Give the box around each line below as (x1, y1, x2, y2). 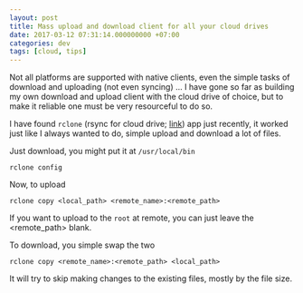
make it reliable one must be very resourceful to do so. (9, 101, 213, 112)
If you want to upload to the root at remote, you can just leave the (9, 212, 255, 223)
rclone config (9, 163, 63, 172)
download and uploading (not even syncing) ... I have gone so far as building (9, 82, 295, 93)
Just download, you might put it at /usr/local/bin (9, 146, 196, 157)
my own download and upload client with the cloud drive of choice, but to (9, 92, 284, 103)
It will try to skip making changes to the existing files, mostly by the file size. (9, 273, 292, 284)
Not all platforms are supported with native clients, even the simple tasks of (9, 72, 291, 83)
